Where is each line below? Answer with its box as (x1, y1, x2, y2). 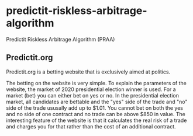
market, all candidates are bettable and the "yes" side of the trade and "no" (6, 98, 188, 105)
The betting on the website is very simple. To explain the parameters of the (6, 79, 187, 86)
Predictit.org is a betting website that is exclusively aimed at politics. (6, 68, 171, 75)
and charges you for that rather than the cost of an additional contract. (6, 123, 177, 130)
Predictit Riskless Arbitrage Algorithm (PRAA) (6, 36, 115, 43)
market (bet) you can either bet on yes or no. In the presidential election (6, 92, 180, 99)
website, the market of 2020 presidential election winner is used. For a (6, 86, 177, 93)
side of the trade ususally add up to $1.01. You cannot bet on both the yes (6, 104, 183, 111)
